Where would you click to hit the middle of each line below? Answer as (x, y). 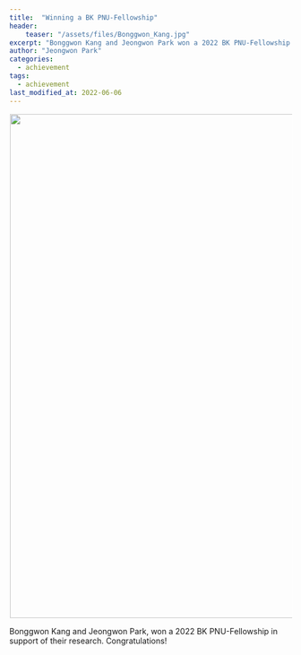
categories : (31, 59)
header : (24, 26)
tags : (19, 76)
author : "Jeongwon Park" (56, 51)
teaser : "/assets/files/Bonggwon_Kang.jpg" (108, 34)
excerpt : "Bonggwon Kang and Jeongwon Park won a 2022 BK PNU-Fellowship (150, 43)
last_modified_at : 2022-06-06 (66, 92)
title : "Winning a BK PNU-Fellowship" (84, 17)
